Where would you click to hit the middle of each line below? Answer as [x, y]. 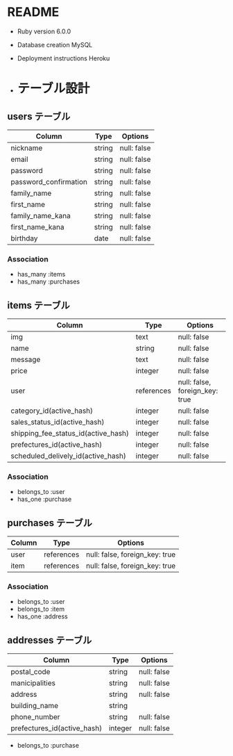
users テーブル [39, 116]
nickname [27, 148]
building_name [35, 706]
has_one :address [42, 616]
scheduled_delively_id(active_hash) [68, 456]
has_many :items [41, 274]
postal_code [31, 672]
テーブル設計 [53, 89]
